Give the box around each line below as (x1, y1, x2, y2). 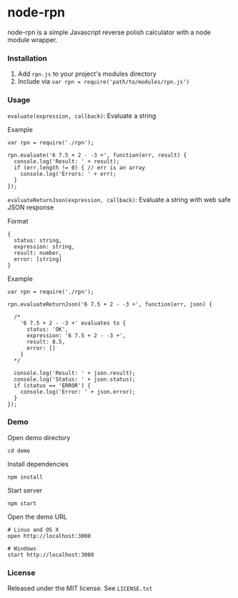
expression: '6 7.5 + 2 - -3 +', (26, 332, 127, 339)
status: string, (14, 236, 62, 244)
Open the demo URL (7, 512, 68, 521)
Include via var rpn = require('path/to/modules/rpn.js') (17, 77, 190, 86)
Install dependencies (7, 459, 69, 468)
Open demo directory (7, 433, 71, 442)
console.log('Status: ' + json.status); (14, 376, 136, 383)
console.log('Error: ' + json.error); (20, 388, 136, 395)
